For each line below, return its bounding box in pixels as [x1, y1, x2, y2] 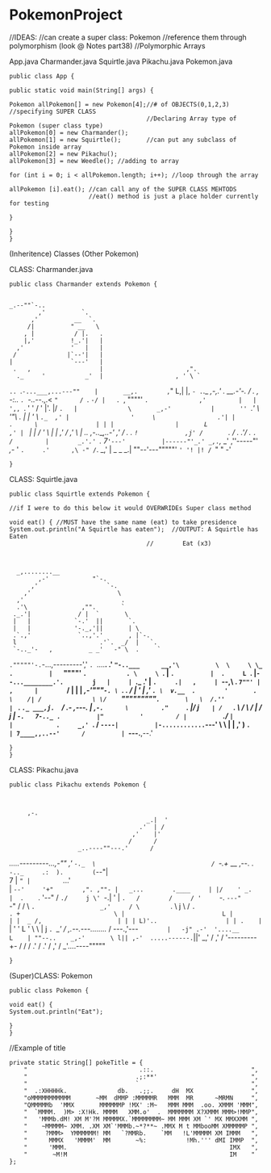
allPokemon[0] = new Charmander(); [9, 128, 129, 136]
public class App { [9, 72, 75, 80]
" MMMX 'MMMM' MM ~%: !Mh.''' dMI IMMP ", [23, 1136, 259, 1144]
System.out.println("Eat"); [9, 1008, 104, 1016]
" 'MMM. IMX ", [23, 1143, 259, 1151]
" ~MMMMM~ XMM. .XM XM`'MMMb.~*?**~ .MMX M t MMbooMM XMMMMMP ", [23, 1122, 259, 1130]
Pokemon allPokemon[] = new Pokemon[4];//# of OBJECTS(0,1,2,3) [9, 100, 230, 108]
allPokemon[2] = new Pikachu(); [9, 149, 118, 158]
